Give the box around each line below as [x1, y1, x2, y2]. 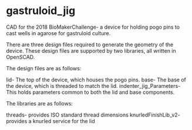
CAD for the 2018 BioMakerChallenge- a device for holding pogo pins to [6, 23, 180, 30]
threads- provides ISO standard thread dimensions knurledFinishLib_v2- [6, 111, 180, 118]
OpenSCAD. [6, 53, 35, 60]
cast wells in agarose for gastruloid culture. [6, 29, 111, 36]
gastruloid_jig [6, 4, 76, 18]
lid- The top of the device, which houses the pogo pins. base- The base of [6, 76, 186, 83]
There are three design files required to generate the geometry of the [6, 41, 174, 48]
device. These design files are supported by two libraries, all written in [6, 47, 176, 54]
